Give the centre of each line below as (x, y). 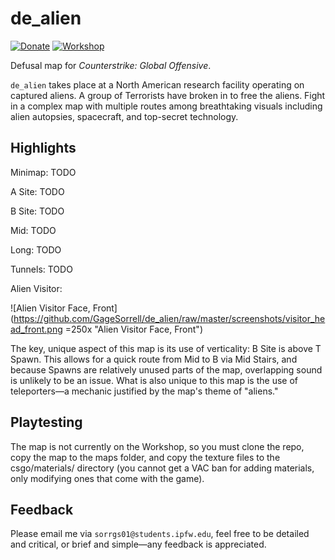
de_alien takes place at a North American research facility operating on (157, 84)
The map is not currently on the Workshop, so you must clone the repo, (157, 446)
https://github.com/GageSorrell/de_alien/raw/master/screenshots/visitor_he (169, 318)
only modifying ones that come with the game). (107, 478)
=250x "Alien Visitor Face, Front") (133, 329)
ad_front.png (36, 329)
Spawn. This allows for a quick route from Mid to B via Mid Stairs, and (154, 359)
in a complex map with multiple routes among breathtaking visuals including (166, 106)
